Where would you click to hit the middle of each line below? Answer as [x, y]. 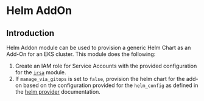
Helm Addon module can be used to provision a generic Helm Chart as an [99, 47]
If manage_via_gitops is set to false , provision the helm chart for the [100, 79]
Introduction [30, 33]
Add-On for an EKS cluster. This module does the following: [81, 54]
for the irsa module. [40, 72]
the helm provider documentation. [58, 92]
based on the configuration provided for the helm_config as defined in [111, 85]
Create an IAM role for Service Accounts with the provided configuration [106, 66]
